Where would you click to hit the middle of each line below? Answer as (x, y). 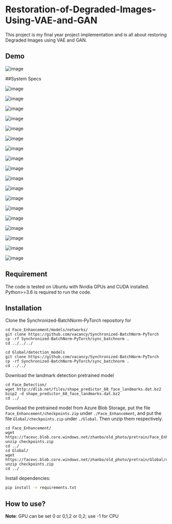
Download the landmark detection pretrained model (60, 375)
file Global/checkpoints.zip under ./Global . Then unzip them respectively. (84, 419)
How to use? (26, 504)
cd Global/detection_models (35, 353)
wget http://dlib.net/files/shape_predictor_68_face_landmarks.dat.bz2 (83, 389)
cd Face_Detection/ (26, 385)
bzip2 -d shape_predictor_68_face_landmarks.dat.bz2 (63, 394)
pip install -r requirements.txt (41, 488)
